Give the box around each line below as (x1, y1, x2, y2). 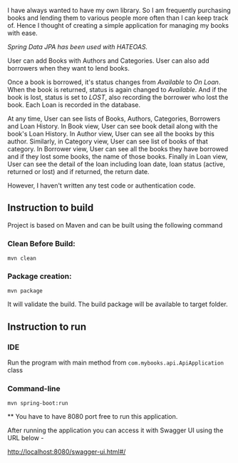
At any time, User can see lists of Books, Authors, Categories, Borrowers (7, 114, 221, 123)
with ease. (7, 29, 38, 37)
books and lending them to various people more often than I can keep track (7, 14, 229, 22)
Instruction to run (7, 320, 87, 332)
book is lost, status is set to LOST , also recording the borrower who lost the (7, 93, 229, 101)
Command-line (7, 384, 61, 394)
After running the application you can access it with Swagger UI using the (7, 426, 224, 434)
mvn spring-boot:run (7, 400, 69, 407)
